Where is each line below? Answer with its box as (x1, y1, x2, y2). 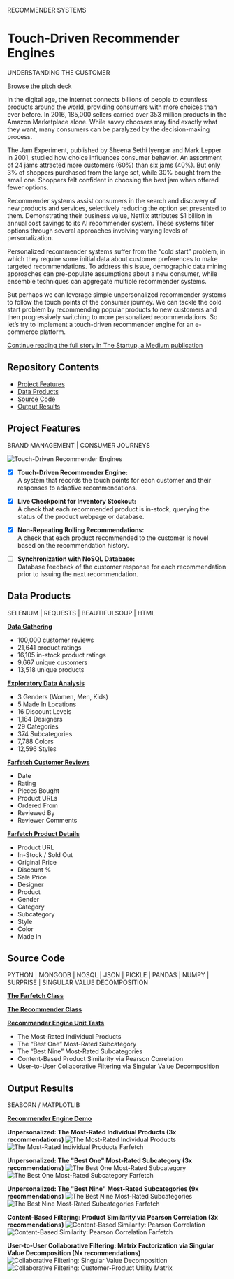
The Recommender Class (7, 1005, 82, 1014)
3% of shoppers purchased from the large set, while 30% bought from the (7, 168, 221, 177)
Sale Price (17, 872, 47, 881)
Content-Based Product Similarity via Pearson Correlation (17, 1055, 184, 1063)
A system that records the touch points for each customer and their (17, 476, 212, 484)
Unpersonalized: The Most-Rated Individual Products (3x (7, 1128, 177, 1137)
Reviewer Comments (17, 816, 78, 824)
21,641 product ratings (17, 643, 82, 652)
